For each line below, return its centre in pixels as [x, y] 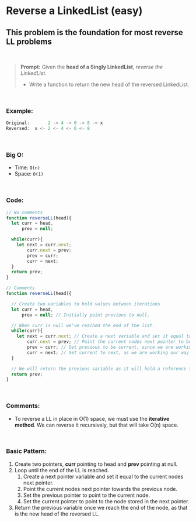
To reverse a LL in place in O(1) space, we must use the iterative [92, 418]
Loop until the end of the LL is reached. [62, 470]
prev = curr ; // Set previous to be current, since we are [100, 347]
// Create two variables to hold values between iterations [86, 304]
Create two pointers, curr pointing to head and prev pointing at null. [96, 464]
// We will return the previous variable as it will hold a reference [99, 369]
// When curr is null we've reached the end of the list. [83, 325]
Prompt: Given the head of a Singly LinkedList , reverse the [92, 67]
